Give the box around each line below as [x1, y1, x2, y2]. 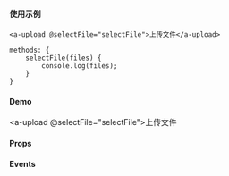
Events [9, 158, 36, 169]
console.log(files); [41, 62, 118, 71]
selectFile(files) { [25, 54, 102, 63]
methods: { [9, 46, 50, 55]
